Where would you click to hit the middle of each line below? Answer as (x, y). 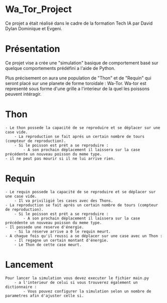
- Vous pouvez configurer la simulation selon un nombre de (87, 291)
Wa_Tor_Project (38, 9)
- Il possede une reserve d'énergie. (45, 227)
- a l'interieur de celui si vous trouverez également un (76, 282)
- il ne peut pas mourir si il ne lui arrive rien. (60, 159)
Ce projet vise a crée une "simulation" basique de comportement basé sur (82, 63)
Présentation (33, 49)
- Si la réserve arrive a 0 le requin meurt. (63, 232)
